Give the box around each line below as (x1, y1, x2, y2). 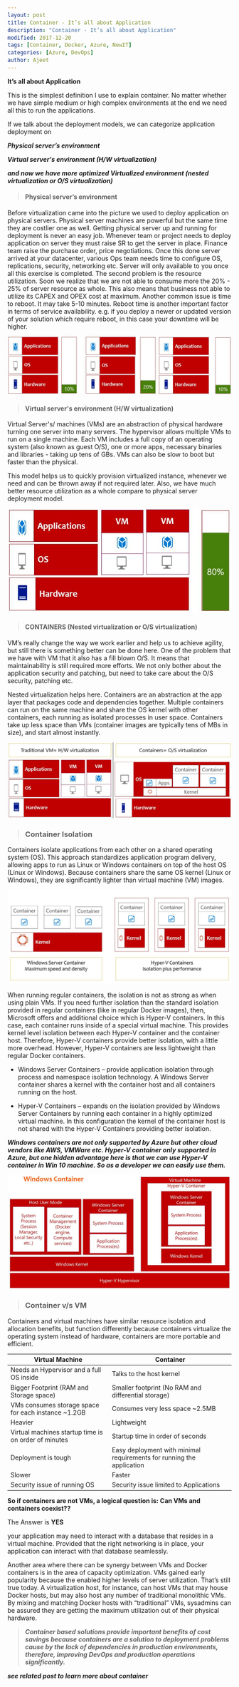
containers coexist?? (7, 1504, 71, 1512)
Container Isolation (24, 829, 92, 839)
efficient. (7, 1339, 33, 1348)
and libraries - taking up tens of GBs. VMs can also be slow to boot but (7, 450, 215, 459)
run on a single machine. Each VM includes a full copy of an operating (7, 435, 213, 443)
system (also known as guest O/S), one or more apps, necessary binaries (7, 443, 223, 451)
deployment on (7, 127, 52, 135)
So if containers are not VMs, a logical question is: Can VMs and (7, 1496, 201, 1504)
